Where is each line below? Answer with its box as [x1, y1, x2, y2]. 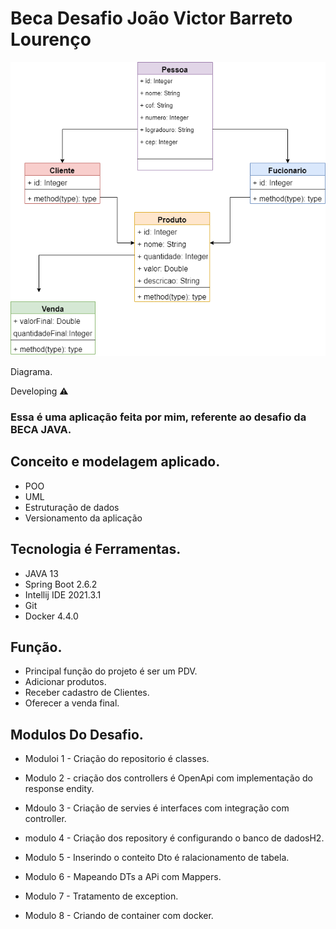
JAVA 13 [24, 567, 59, 579]
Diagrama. [10, 366, 53, 378]
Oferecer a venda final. [24, 697, 120, 709]
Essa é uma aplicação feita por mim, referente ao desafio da [10, 410, 307, 424]
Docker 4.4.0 [24, 610, 79, 622]
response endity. [24, 783, 95, 795]
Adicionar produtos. [24, 676, 107, 688]
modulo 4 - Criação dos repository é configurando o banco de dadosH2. [24, 832, 325, 844]
